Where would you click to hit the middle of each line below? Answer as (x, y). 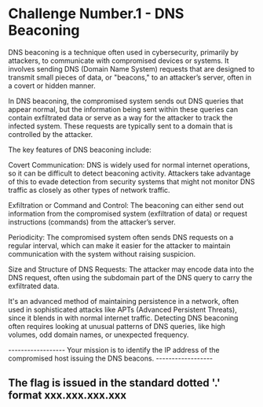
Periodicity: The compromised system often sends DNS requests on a (121, 237)
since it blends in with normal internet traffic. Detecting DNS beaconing (123, 318)
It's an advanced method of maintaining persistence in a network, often (124, 301)
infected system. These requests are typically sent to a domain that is (121, 126)
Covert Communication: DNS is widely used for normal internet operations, (129, 165)
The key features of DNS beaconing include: (80, 150)
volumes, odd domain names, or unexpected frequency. (99, 335)
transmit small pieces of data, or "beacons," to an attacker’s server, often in (130, 77)
